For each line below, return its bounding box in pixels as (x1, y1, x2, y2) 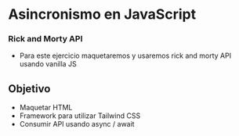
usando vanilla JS (19, 59, 77, 69)
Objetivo (8, 82, 51, 95)
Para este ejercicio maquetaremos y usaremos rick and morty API (19, 51, 232, 60)
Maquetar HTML (19, 103, 73, 113)
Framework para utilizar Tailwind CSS (19, 111, 141, 120)
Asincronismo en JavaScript (8, 5, 197, 23)
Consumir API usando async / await (19, 120, 135, 129)
